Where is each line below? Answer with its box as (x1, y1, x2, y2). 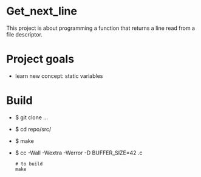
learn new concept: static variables (15, 72, 103, 80)
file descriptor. (6, 30, 43, 38)
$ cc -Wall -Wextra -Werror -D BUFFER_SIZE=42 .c (15, 149, 143, 156)
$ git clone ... (15, 114, 49, 121)
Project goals (6, 52, 75, 66)
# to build (15, 161, 43, 167)
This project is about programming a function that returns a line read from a (6, 24, 196, 32)
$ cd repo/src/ (15, 125, 52, 133)
